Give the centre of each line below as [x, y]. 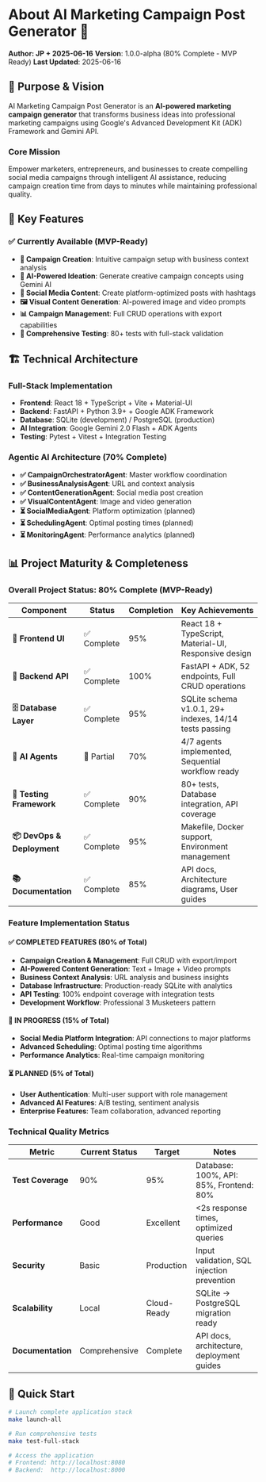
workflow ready [210, 772]
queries [209, 1238]
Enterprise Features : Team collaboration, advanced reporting [120, 1111]
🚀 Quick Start [42, 1394]
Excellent [163, 1223]
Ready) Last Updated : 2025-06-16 [65, 62]
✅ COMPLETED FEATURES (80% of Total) [78, 942]
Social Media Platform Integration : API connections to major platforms [135, 1038]
